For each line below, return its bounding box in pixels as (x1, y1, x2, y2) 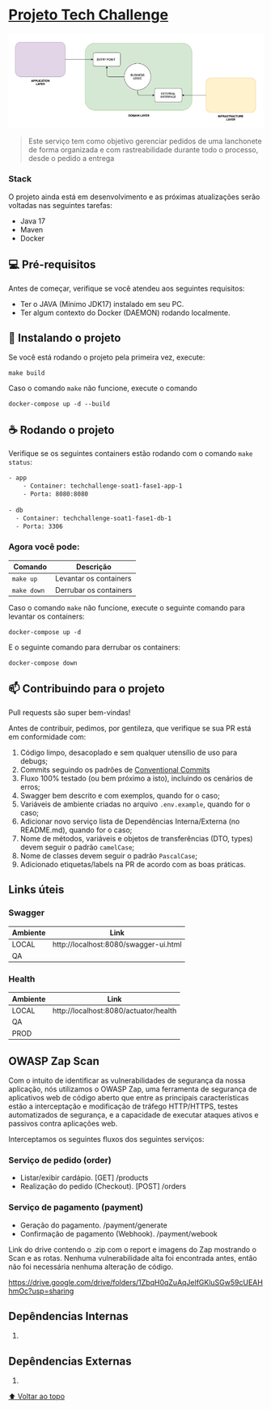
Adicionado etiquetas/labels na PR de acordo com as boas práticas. (19, 859, 247, 869)
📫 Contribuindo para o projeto (8, 682, 165, 696)
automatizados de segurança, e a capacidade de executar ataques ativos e (8, 1109, 259, 1119)
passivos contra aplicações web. (8, 1118, 118, 1128)
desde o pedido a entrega (28, 153, 115, 163)
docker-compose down (8, 659, 78, 667)
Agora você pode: (8, 541, 80, 552)
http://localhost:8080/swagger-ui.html (52, 939, 182, 949)
